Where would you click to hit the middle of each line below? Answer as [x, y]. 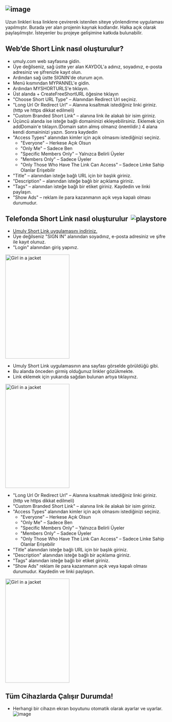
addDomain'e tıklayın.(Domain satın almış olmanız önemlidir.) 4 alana [85, 127]
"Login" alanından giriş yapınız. [46, 247]
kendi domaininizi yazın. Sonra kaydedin [55, 132]
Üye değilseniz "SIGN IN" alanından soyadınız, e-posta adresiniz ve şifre [89, 237]
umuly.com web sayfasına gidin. [47, 61]
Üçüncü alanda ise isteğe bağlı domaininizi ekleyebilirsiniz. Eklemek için [89, 121]
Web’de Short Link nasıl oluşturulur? [64, 49]
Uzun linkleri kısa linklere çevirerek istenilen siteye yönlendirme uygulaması [84, 22]
